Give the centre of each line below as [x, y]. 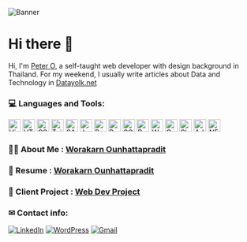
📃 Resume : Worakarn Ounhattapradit [81, 171]
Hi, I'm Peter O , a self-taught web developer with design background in [123, 65]
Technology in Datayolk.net [52, 82]
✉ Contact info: [38, 213]
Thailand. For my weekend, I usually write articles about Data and [114, 74]
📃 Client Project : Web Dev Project [74, 192]
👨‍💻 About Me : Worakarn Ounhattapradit [87, 150]
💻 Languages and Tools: [56, 103]
